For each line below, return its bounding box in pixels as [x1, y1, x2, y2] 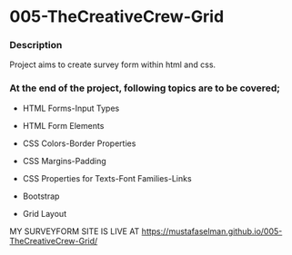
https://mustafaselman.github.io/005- [141, 225, 283, 237]
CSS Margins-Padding [22, 155, 106, 166]
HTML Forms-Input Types [22, 103, 120, 113]
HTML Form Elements [22, 120, 105, 131]
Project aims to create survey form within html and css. [9, 59, 216, 70]
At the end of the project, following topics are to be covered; [9, 82, 280, 94]
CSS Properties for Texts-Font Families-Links [22, 172, 193, 183]
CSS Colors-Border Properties [22, 138, 136, 149]
